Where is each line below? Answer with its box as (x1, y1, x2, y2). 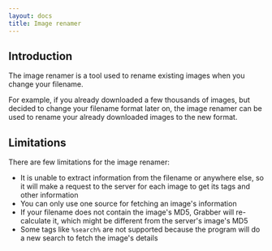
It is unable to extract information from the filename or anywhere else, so (19, 173, 264, 183)
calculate (19, 216, 51, 226)
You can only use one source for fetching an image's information (19, 199, 237, 209)
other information (19, 190, 79, 200)
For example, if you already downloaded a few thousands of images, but (8, 95, 250, 105)
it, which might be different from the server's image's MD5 (52, 216, 248, 226)
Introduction (8, 49, 73, 63)
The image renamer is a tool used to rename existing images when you (8, 70, 245, 81)
